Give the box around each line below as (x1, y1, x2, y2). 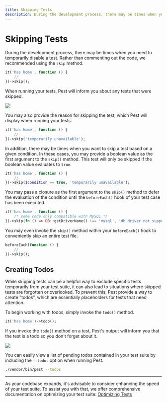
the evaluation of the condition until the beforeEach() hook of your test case (5, 194, 161, 200)
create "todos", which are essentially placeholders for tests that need (5, 294, 147, 301)
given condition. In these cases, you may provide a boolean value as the (5, 151, 153, 157)
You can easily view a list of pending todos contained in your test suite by (5, 352, 156, 358)
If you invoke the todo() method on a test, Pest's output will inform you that (5, 328, 160, 334)
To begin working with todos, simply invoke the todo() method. (5, 309, 134, 316)
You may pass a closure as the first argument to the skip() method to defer (5, 189, 160, 195)
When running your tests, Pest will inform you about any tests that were (5, 88, 152, 94)
